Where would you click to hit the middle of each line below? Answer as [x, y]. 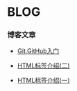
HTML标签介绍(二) [44, 65]
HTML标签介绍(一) [44, 81]
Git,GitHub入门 [38, 51]
